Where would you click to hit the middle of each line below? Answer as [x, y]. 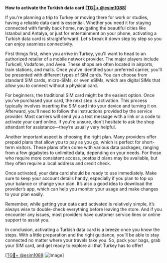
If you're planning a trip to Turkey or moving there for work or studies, [77, 17]
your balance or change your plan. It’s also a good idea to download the [79, 183]
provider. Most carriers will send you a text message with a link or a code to [83, 116]
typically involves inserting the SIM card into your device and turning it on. [82, 106]
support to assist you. [27, 220]
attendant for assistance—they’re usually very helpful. [61, 127]
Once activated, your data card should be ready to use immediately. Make [81, 173]
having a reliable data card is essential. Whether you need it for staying [78, 23]
